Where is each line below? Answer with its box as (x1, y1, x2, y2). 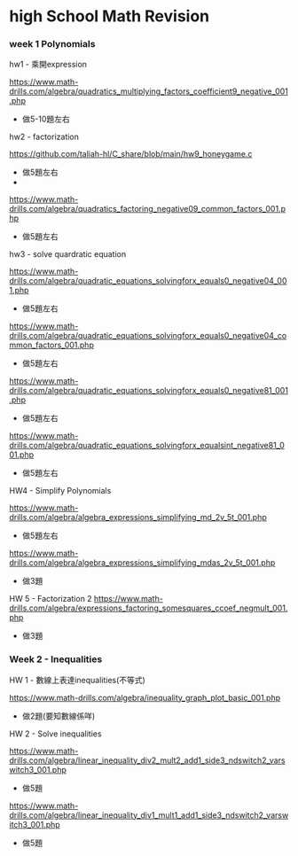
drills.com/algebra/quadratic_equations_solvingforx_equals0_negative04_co (9, 331, 287, 341)
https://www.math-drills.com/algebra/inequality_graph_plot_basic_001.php (9, 692, 281, 703)
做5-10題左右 (21, 113, 71, 125)
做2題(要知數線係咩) (21, 711, 96, 721)
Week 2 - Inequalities (9, 653, 103, 665)
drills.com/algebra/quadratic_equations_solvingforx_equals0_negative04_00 (9, 276, 287, 286)
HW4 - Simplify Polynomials (9, 486, 112, 496)
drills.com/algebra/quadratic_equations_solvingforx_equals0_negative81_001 (9, 385, 288, 396)
